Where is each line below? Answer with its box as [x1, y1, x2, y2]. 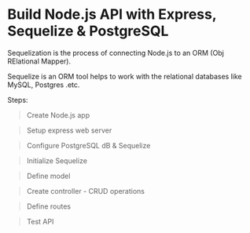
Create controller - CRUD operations [26, 186, 145, 195]
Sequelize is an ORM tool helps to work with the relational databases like [7, 71, 243, 81]
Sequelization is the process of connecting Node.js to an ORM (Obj [7, 48, 225, 57]
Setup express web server [26, 126, 112, 135]
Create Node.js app [26, 110, 90, 119]
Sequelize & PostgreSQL [7, 22, 169, 40]
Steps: [7, 95, 28, 104]
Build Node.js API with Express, [7, 5, 217, 24]
